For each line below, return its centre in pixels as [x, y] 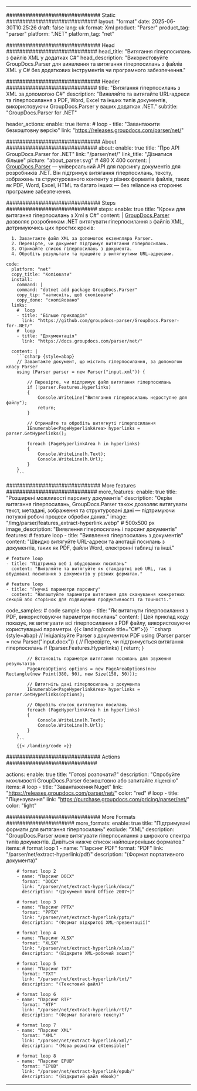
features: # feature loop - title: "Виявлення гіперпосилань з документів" [95, 535]
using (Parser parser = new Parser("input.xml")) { [81, 372]
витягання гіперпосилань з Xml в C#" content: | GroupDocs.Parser [88, 215]
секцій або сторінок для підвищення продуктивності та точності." [89, 599]
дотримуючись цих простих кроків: [51, 228]
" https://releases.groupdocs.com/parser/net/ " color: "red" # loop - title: [92, 793]
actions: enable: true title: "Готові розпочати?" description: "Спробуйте [93, 774]
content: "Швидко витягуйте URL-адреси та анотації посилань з [86, 541]
